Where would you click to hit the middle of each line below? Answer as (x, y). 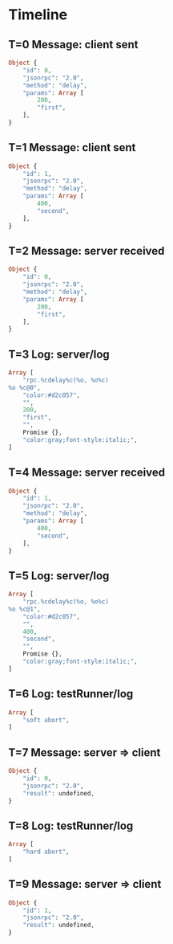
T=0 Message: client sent (73, 45)
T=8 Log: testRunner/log (71, 825)
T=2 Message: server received (86, 251)
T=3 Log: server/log (59, 354)
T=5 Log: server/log (59, 576)
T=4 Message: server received (87, 473)
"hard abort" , (46, 852)
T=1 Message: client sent (72, 147)
